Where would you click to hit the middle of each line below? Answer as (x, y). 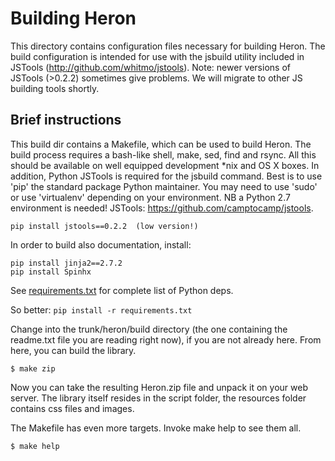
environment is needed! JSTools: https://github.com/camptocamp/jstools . (162, 208)
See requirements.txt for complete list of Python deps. (122, 290)
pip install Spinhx (51, 272)
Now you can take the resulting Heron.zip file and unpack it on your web (159, 387)
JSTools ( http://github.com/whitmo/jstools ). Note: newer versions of (150, 67)
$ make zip (33, 368)
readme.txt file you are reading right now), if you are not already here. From (166, 339)
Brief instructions (66, 120)
